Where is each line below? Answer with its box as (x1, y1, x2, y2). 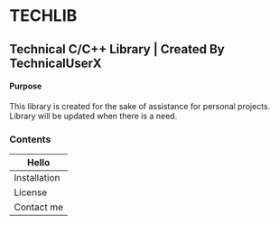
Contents (9, 133, 51, 145)
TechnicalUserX (9, 55, 102, 70)
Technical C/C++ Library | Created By (9, 42, 225, 57)
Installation (14, 172, 60, 184)
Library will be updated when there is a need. (9, 110, 178, 121)
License (14, 186, 48, 199)
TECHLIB (9, 5, 78, 26)
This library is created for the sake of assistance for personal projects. (9, 100, 271, 111)
